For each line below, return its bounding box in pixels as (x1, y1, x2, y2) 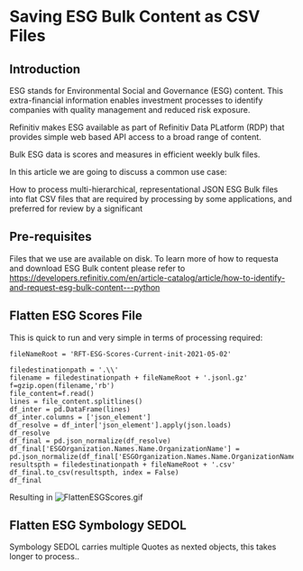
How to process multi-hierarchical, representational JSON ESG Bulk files (9, 184, 279, 195)
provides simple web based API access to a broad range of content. (9, 132, 262, 142)
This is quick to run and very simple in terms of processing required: (9, 332, 263, 343)
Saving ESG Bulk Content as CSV (9, 6, 261, 27)
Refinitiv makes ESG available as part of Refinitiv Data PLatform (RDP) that (9, 122, 285, 133)
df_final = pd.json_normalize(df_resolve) (9, 436, 171, 446)
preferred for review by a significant (9, 203, 143, 214)
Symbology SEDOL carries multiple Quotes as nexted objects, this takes (9, 541, 277, 552)
